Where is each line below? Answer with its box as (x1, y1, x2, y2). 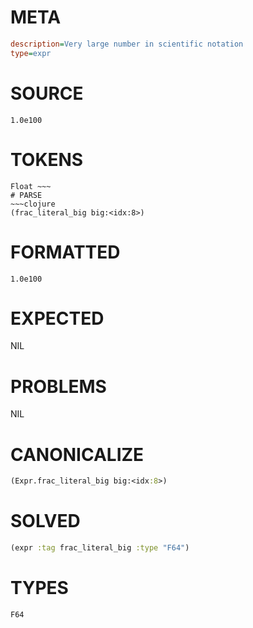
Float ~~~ (10, 181, 52, 191)
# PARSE (10, 190, 43, 200)
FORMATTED (10, 241, 121, 263)
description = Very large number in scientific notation (10, 39, 244, 49)
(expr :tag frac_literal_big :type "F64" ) (10, 543, 190, 553)
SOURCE (10, 82, 84, 105)
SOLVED (10, 510, 81, 533)
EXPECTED (10, 307, 105, 330)
